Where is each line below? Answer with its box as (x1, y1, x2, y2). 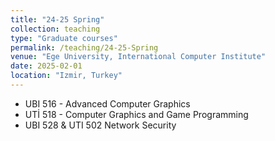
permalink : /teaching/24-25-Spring (10, 42, 159, 53)
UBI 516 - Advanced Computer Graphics (24, 97, 191, 110)
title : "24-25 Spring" (10, 14, 105, 25)
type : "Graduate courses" (10, 33, 118, 43)
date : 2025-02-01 (10, 61, 83, 71)
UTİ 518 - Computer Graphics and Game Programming (24, 108, 249, 120)
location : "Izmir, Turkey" (10, 71, 123, 81)
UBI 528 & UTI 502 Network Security (24, 119, 177, 131)
